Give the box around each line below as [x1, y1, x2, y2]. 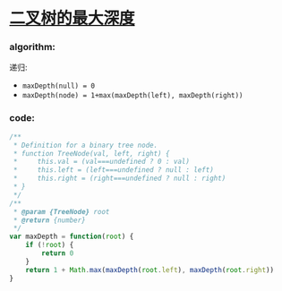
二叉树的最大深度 [9, 8, 136, 29]
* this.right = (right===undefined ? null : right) [13, 174, 226, 184]
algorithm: [9, 41, 56, 54]
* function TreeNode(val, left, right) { [13, 149, 170, 158]
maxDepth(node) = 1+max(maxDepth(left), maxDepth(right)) [21, 91, 244, 100]
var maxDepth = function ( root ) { [9, 232, 134, 242]
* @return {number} [13, 216, 87, 225]
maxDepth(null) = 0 [21, 81, 96, 90]
